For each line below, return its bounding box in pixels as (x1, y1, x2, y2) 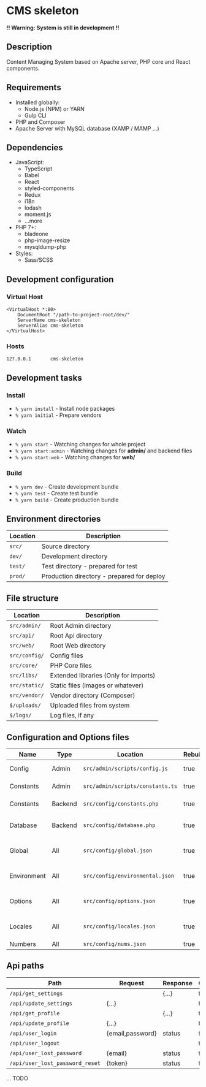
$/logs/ (9, 712, 32, 719)
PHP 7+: (15, 224, 37, 231)
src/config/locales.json (83, 923, 156, 930)
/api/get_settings (9, 990, 63, 997)
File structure (6, 593, 59, 603)
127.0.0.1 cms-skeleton (6, 356, 84, 362)
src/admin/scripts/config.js (83, 765, 169, 772)
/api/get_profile (9, 1010, 60, 1016)
